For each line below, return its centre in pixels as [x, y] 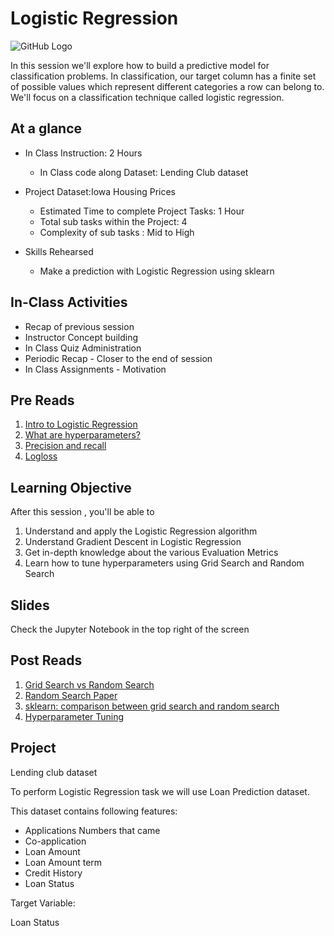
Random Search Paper [71, 695]
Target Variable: [43, 903]
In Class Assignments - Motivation [95, 369]
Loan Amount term [63, 862]
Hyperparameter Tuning [74, 716]
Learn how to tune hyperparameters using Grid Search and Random [164, 563]
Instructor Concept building [81, 337]
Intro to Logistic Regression [81, 424]
